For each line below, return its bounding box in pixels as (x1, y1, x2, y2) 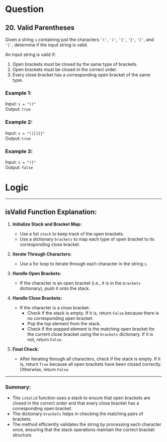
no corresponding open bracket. (27, 315, 93, 321)
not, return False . (27, 336, 63, 342)
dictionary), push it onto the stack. (19, 285, 90, 291)
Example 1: (5, 89, 32, 96)
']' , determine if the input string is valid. (5, 42, 88, 48)
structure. (12, 432, 33, 438)
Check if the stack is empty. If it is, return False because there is (27, 310, 159, 316)
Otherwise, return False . (19, 366, 70, 372)
